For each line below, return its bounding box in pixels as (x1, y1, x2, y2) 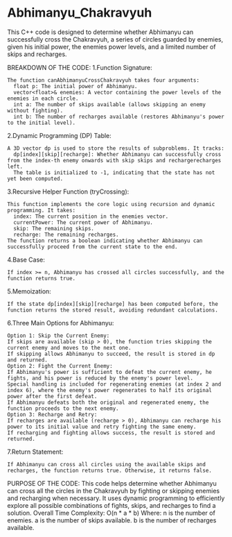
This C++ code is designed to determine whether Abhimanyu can (7, 28, 194, 36)
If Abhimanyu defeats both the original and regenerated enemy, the (7, 399, 209, 406)
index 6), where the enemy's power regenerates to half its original (7, 386, 213, 393)
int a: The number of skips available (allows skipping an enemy (13, 101, 206, 108)
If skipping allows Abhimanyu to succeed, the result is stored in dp (7, 350, 215, 357)
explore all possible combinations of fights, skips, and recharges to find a (7, 501, 216, 509)
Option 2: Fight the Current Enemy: (7, 362, 113, 369)
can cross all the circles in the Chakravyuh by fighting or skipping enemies (7, 486, 220, 495)
